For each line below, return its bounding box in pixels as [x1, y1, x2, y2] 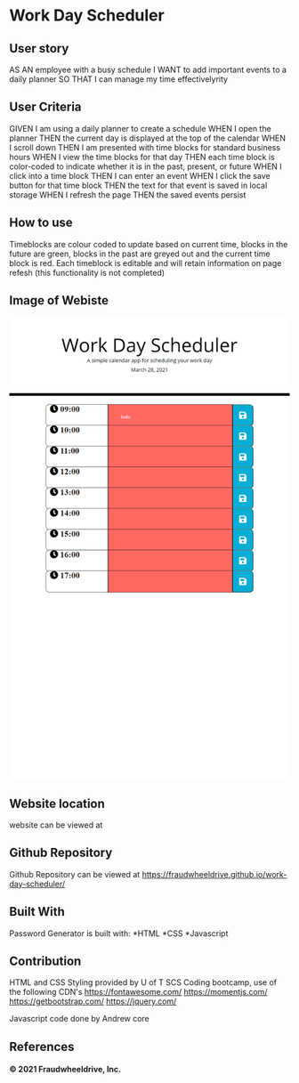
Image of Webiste [9, 293, 109, 308]
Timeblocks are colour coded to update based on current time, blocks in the [9, 238, 288, 249]
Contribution [9, 954, 82, 968]
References [9, 1039, 75, 1055]
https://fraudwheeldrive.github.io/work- [141, 869, 287, 879]
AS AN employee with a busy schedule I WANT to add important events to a [9, 64, 287, 75]
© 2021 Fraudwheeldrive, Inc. [9, 1064, 122, 1075]
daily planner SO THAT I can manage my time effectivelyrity [9, 74, 229, 85]
